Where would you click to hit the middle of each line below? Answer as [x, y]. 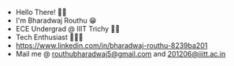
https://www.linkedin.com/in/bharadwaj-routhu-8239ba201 [111, 46]
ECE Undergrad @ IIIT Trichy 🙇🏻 [68, 29]
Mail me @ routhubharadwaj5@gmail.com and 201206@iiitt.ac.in [121, 54]
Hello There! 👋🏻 [41, 12]
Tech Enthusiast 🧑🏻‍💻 [50, 37]
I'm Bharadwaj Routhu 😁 [56, 20]
